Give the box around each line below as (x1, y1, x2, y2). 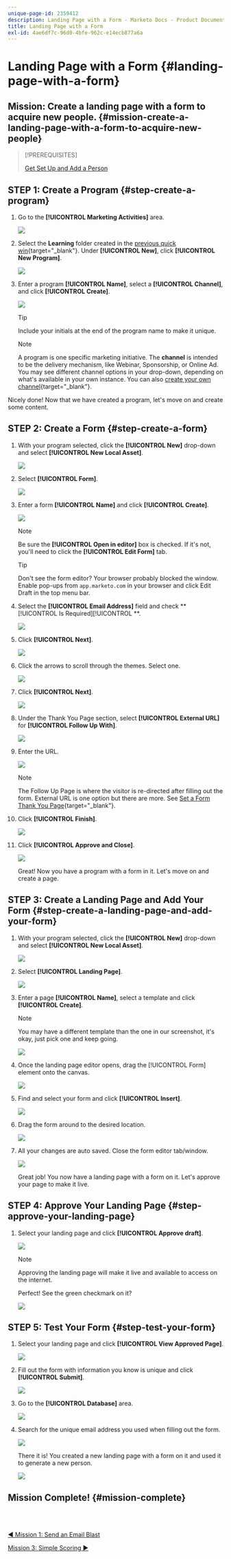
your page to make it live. (17, 1180, 90, 1188)
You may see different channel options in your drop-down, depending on (17, 368, 223, 376)
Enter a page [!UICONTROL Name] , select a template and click (17, 993, 195, 1002)
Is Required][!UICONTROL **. (58, 609, 141, 618)
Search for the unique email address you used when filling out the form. (17, 1425, 221, 1434)
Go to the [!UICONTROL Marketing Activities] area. (17, 213, 165, 222)
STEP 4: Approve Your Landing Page (8, 1200, 167, 1212)
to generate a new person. (17, 1459, 93, 1467)
